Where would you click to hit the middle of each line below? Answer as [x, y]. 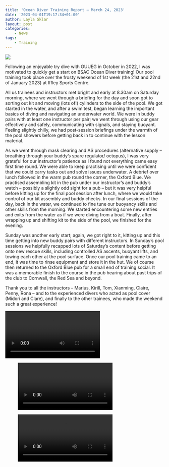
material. [14, 140]
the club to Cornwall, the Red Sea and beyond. [53, 278]
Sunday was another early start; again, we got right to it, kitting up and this [83, 235]
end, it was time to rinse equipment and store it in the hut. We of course [80, 262]
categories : [18, 29]
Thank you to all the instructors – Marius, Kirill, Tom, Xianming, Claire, [77, 287]
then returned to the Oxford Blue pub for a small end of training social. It [80, 267]
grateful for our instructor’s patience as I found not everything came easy [81, 161]
